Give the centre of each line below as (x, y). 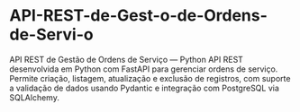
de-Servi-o (51, 34)
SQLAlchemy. (35, 97)
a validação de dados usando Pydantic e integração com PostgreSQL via (144, 88)
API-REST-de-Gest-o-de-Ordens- (139, 16)
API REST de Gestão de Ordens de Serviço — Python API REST (126, 59)
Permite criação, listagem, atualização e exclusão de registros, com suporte (150, 78)
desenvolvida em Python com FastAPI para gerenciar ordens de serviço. (144, 69)
